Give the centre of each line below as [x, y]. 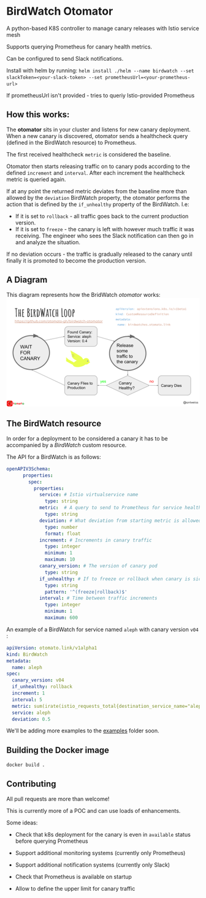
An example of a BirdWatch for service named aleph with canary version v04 [103, 629]
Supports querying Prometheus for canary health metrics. [79, 47]
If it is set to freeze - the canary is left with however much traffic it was [105, 229]
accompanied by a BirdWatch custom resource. [67, 445]
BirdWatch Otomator [60, 11]
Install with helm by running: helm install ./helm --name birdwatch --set [100, 70]
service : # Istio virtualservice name [89, 495]
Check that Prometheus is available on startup [73, 877]
